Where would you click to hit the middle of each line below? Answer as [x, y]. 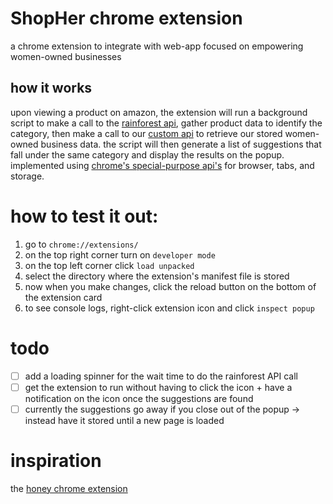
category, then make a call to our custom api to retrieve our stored [146, 133]
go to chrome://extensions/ [81, 244]
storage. [27, 176]
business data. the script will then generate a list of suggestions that [181, 144]
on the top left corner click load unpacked [109, 265]
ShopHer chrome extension [126, 18]
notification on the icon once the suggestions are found [139, 398]
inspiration [56, 461]
